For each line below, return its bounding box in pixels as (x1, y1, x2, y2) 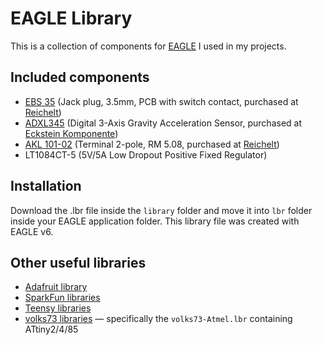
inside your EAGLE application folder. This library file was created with (10, 215, 300, 227)
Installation (10, 178, 82, 195)
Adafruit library (24, 281, 88, 293)
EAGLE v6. (10, 225, 54, 237)
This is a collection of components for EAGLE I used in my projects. (10, 40, 287, 52)
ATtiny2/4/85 (24, 323, 79, 336)
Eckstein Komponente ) (24, 127, 119, 139)
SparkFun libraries (24, 292, 101, 304)
